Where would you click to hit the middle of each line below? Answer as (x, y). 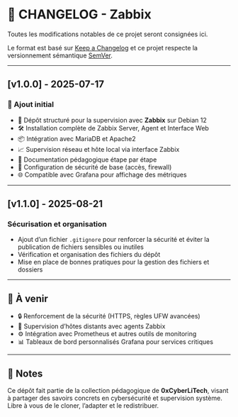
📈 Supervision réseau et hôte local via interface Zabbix (98, 149)
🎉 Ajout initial (31, 104)
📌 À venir (28, 298)
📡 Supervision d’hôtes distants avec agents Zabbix (91, 326)
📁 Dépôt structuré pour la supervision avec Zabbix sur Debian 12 (112, 120)
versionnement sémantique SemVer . (60, 55)
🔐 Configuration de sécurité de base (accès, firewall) (95, 167)
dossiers (30, 269)
